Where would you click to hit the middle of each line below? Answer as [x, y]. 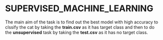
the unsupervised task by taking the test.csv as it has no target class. [77, 32]
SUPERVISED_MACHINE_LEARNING [79, 9]
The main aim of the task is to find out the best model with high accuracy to [82, 22]
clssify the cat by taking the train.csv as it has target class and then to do [80, 27]
